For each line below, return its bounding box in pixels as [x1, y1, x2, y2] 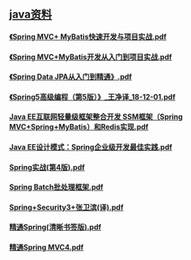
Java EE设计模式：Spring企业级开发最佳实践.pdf [9, 142, 172, 151]
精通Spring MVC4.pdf [9, 242, 84, 252]
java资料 [9, 7, 53, 22]
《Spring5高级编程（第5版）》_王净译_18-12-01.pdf [9, 92, 176, 101]
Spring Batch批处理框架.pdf [9, 182, 104, 192]
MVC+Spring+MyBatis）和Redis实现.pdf [9, 122, 149, 132]
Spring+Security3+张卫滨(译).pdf [9, 202, 124, 212]
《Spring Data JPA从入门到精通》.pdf [9, 72, 133, 82]
